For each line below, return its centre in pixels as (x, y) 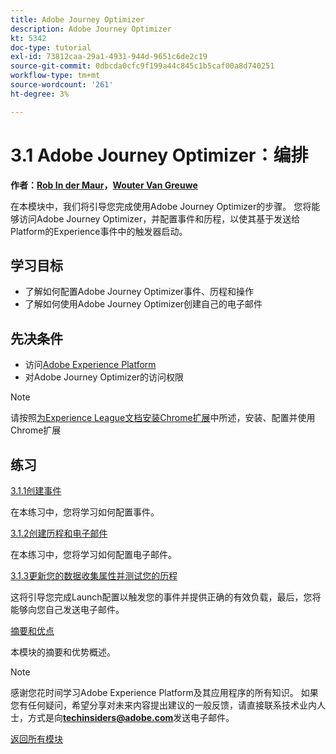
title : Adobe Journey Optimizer (77, 19)
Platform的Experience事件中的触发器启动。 (99, 231)
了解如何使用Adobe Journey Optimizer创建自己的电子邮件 (143, 304)
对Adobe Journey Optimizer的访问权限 (104, 377)
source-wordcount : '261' (62, 85)
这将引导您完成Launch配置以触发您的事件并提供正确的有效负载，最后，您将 (166, 597)
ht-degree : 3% (40, 94)
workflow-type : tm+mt (55, 76)
